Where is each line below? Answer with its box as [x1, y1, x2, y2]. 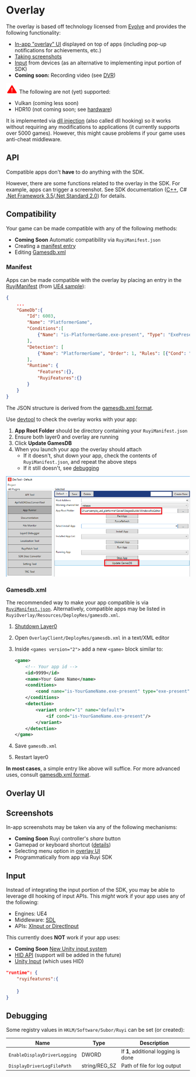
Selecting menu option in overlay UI [14, 848, 100, 855]
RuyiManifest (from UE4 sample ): [6, 283, 86, 290]
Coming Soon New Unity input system [14, 945, 107, 953]
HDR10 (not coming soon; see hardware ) [14, 106, 113, 113]
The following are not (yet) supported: [19, 88, 111, 95]
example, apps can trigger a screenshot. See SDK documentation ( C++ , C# [6, 186, 187, 193]
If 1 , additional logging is [121, 1048, 180, 1055]
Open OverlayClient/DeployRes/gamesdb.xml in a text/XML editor [14, 634, 170, 641]
